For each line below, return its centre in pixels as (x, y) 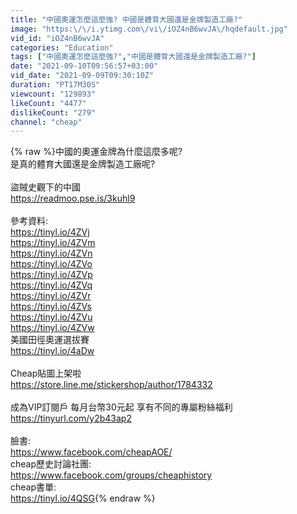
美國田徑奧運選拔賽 (50, 340)
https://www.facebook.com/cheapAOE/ (91, 452)
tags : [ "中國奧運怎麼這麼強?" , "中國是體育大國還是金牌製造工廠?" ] (133, 57)
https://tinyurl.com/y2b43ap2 (71, 418)
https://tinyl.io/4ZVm (53, 243)
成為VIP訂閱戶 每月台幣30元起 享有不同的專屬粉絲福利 (121, 407)
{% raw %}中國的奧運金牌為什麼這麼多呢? (96, 152)
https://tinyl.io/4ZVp (51, 275)
